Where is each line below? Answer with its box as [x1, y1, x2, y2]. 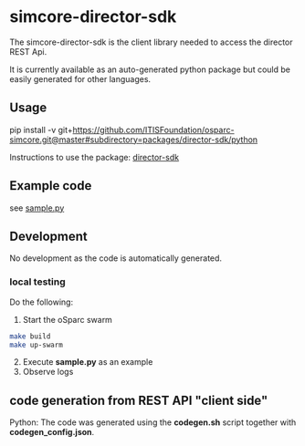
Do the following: [9, 296, 74, 307]
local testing [9, 275, 66, 288]
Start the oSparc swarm [22, 314, 112, 325]
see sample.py [9, 202, 65, 213]
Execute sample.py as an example [22, 357, 153, 368]
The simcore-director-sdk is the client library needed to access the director [9, 36, 293, 47]
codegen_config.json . [9, 427, 95, 438]
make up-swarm [9, 340, 64, 349]
